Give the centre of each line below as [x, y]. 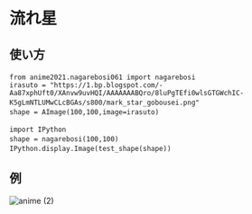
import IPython [38, 129]
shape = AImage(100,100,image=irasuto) [84, 112]
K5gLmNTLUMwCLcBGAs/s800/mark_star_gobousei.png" [105, 103]
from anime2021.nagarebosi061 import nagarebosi [103, 77]
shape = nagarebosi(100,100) [64, 139]
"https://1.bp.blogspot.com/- [107, 85]
